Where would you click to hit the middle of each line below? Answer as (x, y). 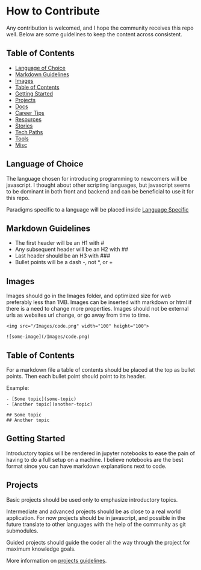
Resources (28, 119)
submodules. (22, 531)
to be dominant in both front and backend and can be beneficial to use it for (100, 191)
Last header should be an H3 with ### (63, 256)
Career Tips (29, 112)
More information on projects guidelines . (57, 560)
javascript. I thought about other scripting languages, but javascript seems (98, 185)
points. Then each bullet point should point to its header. (76, 376)
